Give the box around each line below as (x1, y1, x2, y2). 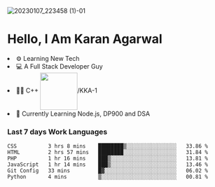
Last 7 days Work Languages (7, 127, 108, 137)
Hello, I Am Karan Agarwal (7, 32, 162, 47)
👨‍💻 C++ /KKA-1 (16, 86, 98, 95)
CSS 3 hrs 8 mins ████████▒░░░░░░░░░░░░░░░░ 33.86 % (7, 143, 209, 150)
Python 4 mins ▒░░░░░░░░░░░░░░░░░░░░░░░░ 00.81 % (7, 174, 209, 181)
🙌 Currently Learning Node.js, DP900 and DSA (16, 109, 151, 118)
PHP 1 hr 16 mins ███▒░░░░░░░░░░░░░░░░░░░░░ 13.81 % (7, 155, 209, 162)
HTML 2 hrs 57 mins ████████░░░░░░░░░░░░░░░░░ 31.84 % (7, 149, 209, 156)
